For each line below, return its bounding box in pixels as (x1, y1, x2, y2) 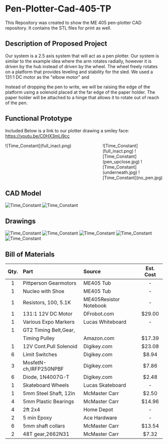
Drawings (5, 216, 36, 226)
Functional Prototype (5, 114, 72, 123)
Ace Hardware (83, 414, 117, 421)
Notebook (83, 302, 107, 309)
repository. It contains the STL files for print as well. (5, 25, 111, 31)
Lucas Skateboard (83, 382, 126, 388)
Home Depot (83, 406, 113, 413)
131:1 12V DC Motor (22, 310, 73, 317)
